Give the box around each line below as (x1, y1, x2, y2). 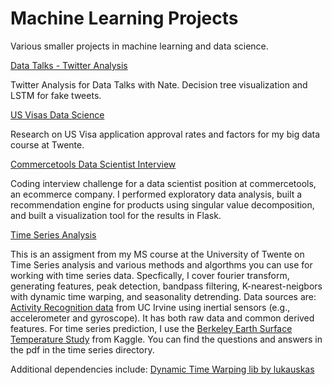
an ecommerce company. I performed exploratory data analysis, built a (10, 188, 303, 200)
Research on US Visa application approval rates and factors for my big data (10, 128, 321, 140)
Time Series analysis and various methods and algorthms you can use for (10, 258, 313, 271)
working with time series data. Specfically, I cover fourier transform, (10, 269, 290, 281)
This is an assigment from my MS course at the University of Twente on (10, 248, 305, 260)
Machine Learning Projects (10, 7, 239, 30)
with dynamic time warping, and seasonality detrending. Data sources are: (10, 290, 317, 302)
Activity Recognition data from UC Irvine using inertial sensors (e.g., (10, 301, 291, 313)
